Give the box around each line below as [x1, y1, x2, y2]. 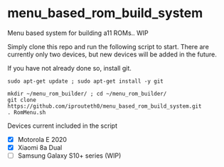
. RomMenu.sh [7, 108, 46, 116]
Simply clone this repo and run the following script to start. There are [7, 42, 210, 51]
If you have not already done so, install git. [7, 64, 132, 72]
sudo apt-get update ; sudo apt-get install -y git [7, 77, 164, 85]
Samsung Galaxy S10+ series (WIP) [17, 151, 122, 160]
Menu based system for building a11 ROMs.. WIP [7, 29, 149, 37]
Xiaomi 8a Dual [17, 143, 63, 151]
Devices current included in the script [7, 121, 117, 130]
